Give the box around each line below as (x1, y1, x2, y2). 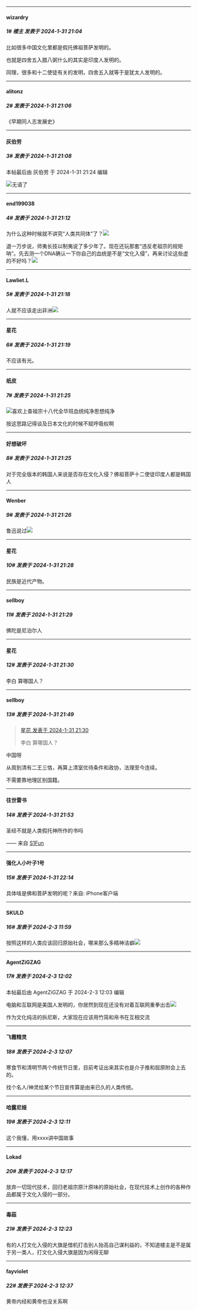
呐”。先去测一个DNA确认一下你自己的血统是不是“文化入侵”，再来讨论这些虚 (6, 250, 189, 257)
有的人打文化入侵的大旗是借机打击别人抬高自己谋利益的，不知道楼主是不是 (6, 1241, 186, 1248)
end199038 (6, 200, 35, 207)
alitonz (6, 88, 23, 95)
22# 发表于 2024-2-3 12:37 (6, 1282, 73, 1289)
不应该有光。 (6, 357, 37, 364)
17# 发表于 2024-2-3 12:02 (6, 973, 72, 980)
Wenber (6, 497, 26, 505)
